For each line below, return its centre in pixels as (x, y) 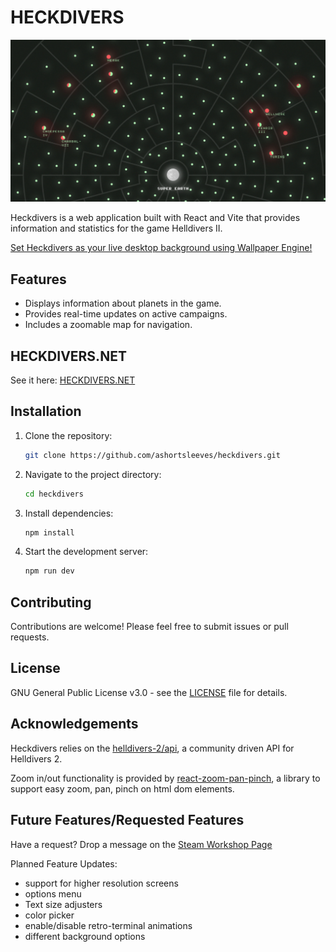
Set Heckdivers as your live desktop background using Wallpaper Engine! (161, 248)
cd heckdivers (54, 494)
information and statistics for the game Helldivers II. (116, 228)
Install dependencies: (69, 513)
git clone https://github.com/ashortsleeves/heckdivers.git (152, 455)
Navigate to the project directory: (93, 474)
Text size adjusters (63, 904)
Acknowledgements (74, 724)
